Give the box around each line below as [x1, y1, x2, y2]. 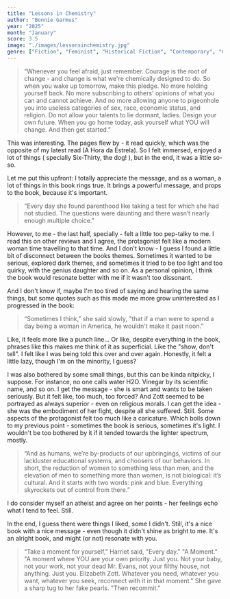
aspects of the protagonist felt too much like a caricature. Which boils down [7, 414, 221, 422]
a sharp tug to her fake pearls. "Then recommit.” [23, 584, 161, 592]
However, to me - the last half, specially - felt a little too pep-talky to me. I [7, 229, 214, 237]
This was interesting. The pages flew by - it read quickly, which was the [7, 139, 209, 147]
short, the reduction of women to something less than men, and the [23, 464, 214, 472]
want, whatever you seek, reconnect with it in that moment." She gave [23, 576, 222, 585]
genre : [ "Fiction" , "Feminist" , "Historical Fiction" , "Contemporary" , [7, 49, 216, 56]
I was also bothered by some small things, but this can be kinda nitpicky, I [7, 370, 215, 378]
